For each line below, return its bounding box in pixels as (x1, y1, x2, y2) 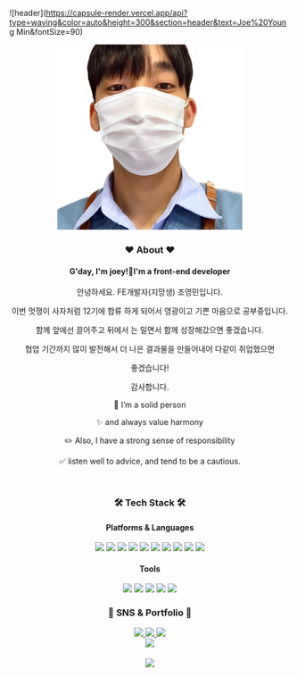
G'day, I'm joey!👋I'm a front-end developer (69, 265, 231, 276)
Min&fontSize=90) (16, 27, 83, 37)
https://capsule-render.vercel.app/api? (45, 8, 188, 18)
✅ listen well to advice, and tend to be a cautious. (59, 456, 241, 467)
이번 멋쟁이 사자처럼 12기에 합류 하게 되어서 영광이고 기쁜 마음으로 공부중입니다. (12, 305, 288, 316)
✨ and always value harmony (96, 417, 203, 428)
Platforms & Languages (105, 522, 194, 532)
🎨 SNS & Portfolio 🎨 (108, 606, 192, 619)
